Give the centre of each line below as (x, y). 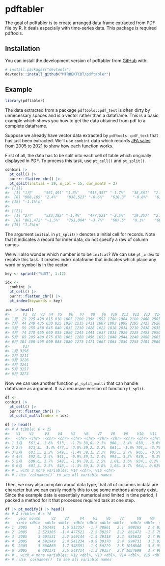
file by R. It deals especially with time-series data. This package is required (81, 28)
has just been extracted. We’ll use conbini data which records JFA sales (78, 141)
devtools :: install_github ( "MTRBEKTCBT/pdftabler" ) (58, 74)
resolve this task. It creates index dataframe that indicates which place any (81, 259)
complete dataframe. (26, 126)
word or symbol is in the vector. (37, 265)
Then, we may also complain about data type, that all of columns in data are (82, 484)
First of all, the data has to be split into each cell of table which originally (78, 156)
